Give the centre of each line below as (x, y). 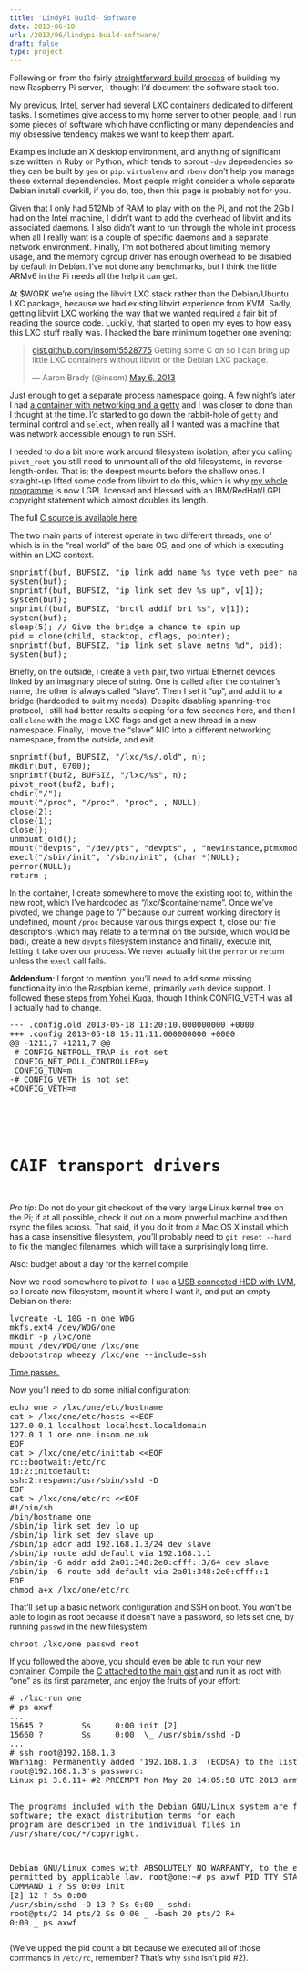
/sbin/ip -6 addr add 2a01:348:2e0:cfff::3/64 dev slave (139, 1562)
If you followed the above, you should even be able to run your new (136, 1662)
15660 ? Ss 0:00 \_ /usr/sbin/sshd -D (125, 1735)
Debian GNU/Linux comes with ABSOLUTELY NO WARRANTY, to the (149, 1868)
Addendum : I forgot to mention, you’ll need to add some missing (131, 979)
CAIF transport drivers (115, 1166)
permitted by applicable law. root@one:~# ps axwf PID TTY (144, 1877)
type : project (36, 52)
